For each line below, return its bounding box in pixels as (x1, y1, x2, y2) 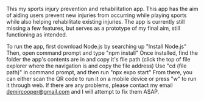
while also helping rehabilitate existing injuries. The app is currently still (6, 18, 185, 25)
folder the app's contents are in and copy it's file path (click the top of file (6, 56, 191, 63)
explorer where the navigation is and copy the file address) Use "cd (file (6, 62, 187, 69)
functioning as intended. (6, 31, 68, 38)
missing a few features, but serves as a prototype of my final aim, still (6, 24, 181, 32)
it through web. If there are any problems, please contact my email (6, 82, 173, 89)
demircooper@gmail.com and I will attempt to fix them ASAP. (6, 88, 160, 95)
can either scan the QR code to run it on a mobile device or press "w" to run (6, 75, 197, 82)
